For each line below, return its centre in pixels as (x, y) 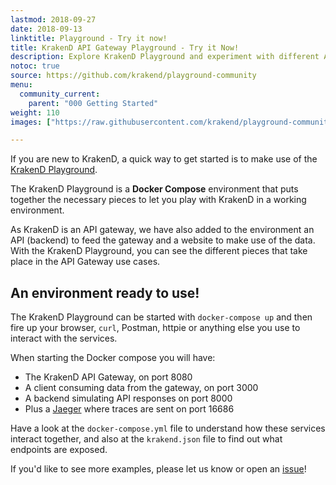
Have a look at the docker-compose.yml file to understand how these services (168, 428)
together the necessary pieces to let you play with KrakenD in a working (158, 200)
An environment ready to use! (105, 292)
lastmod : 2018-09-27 (53, 19)
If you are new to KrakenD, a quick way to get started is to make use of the (164, 159)
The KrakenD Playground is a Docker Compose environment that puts (154, 189)
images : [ (31, 122)
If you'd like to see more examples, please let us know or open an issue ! (158, 469)
